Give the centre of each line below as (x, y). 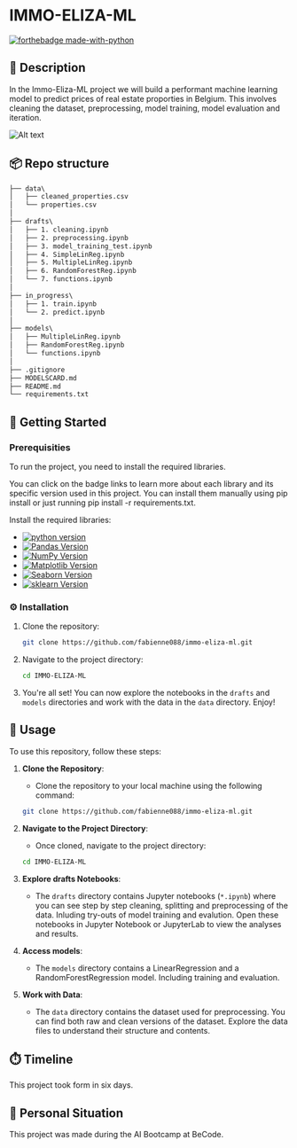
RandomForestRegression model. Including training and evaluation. (157, 977)
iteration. (25, 117)
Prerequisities (40, 447)
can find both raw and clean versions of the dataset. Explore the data (161, 1021)
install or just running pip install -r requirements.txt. (103, 503)
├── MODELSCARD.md (43, 378)
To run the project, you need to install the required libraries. (117, 467)
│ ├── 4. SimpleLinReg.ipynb (67, 254)
